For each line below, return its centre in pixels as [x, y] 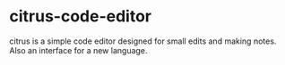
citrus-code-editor [81, 16]
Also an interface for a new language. [78, 50]
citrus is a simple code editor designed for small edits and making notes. [143, 41]
